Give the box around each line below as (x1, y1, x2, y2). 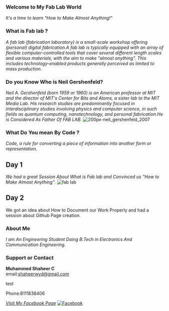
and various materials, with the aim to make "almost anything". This (6, 55, 146, 61)
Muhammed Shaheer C (6, 266, 55, 272)
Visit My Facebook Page (6, 300, 57, 306)
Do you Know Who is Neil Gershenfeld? (6, 78, 103, 85)
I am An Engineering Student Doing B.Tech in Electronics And (6, 237, 132, 243)
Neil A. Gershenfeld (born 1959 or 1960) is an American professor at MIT (6, 90, 156, 96)
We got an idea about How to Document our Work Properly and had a (6, 207, 149, 213)
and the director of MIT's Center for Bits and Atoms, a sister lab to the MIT (6, 95, 160, 101)
